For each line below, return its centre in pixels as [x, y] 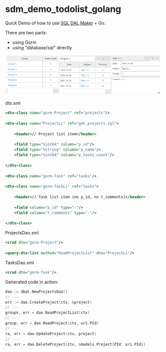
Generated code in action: [32, 282]
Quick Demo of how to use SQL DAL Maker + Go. [55, 23]
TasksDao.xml [20, 262]
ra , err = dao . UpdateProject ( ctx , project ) [51, 334]
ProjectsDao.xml [22, 233]
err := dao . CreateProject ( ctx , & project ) [49, 302]
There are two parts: [26, 32]
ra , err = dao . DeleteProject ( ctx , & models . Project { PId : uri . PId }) [75, 344]
